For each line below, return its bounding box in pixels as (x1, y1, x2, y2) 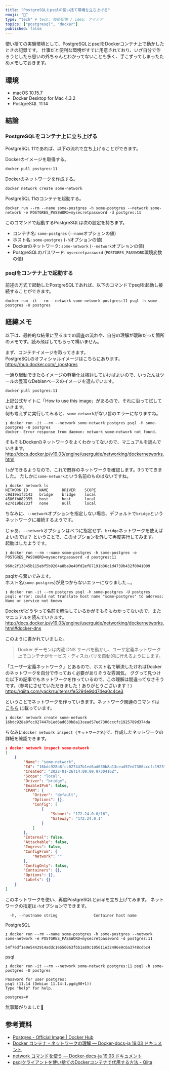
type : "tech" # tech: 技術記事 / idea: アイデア (5, 17, 104, 22)
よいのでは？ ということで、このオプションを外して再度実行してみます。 (5, 534, 156, 540)
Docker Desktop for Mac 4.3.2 (12, 95, 76, 101)
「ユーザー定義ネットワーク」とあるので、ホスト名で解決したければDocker (5, 663, 162, 669)
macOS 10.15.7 (12, 90, 43, 96)
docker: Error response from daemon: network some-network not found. (5, 429, 157, 434)
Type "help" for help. (5, 985, 53, 990)
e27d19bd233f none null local (5, 501, 96, 506)
